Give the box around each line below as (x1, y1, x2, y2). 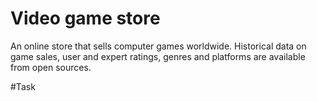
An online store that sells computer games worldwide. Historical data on (10, 40, 307, 52)
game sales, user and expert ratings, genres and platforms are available (10, 50, 306, 62)
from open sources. (10, 61, 92, 73)
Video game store (10, 7, 161, 30)
